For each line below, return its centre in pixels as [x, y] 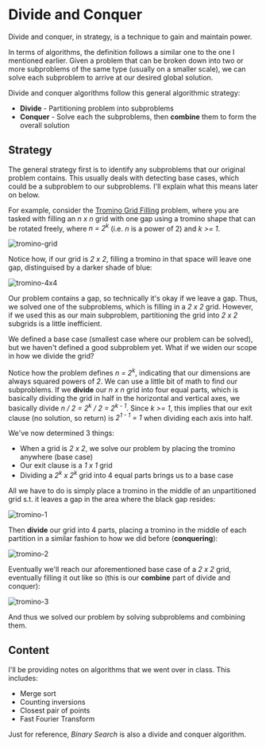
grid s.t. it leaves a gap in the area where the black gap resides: [112, 500]
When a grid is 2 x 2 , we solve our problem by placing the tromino [127, 449]
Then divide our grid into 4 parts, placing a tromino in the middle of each [127, 530]
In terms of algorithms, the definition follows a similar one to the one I [121, 52]
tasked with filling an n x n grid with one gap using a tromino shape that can [132, 218]
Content [29, 650]
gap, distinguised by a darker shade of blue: [80, 267]
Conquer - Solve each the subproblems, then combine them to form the [138, 116]
